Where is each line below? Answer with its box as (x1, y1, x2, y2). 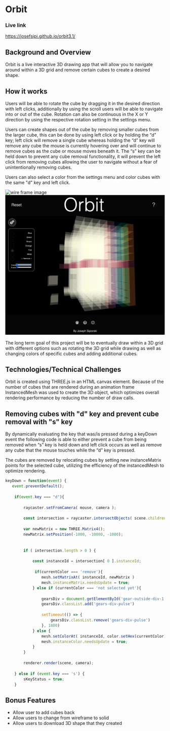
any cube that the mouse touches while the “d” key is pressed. (5, 447, 136, 453)
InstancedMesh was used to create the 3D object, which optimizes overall (5, 390, 159, 396)
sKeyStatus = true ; (23, 677, 65, 682)
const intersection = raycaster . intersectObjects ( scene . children (23, 516, 166, 521)
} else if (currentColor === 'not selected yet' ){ (32, 585, 142, 590)
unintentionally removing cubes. (5, 164, 72, 171)
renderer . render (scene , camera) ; (23, 660, 94, 665)
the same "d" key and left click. (5, 179, 70, 186)
